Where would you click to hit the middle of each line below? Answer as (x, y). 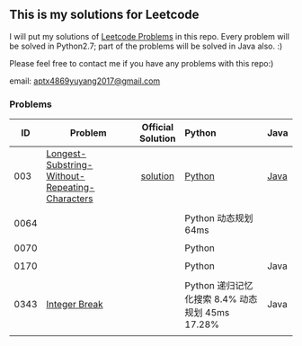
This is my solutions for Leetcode (104, 15)
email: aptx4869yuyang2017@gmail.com (85, 81)
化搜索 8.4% (211, 299)
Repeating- (71, 188)
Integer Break (75, 305)
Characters (70, 199)
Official (157, 128)
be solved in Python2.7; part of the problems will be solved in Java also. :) (146, 46)
